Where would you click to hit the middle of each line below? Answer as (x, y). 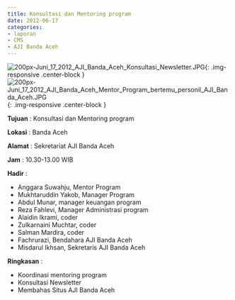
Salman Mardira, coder (51, 232)
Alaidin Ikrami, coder (47, 217)
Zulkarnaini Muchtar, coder (57, 225)
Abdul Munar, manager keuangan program (79, 202)
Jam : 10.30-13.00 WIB (40, 160)
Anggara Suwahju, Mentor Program (69, 187)
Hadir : (17, 173)
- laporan (22, 34)
